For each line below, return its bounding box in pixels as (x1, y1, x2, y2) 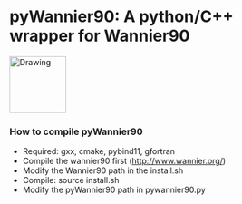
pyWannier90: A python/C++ (9, 6, 234, 27)
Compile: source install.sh (22, 175, 120, 186)
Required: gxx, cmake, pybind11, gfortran (22, 146, 175, 157)
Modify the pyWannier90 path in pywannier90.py (22, 184, 206, 196)
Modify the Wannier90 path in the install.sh (22, 165, 184, 176)
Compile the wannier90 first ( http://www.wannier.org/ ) (22, 156, 227, 167)
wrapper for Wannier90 (9, 25, 190, 46)
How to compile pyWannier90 (9, 125, 143, 138)
